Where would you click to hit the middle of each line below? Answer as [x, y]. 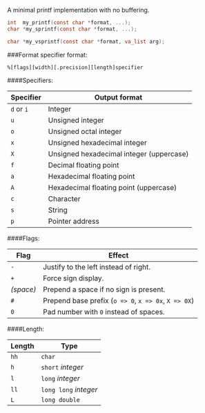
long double [61, 400]
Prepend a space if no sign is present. [104, 289]
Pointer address [74, 221]
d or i [20, 108]
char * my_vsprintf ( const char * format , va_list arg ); [86, 41]
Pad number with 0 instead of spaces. [104, 311]
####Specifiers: [30, 80]
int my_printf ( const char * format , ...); [69, 23]
